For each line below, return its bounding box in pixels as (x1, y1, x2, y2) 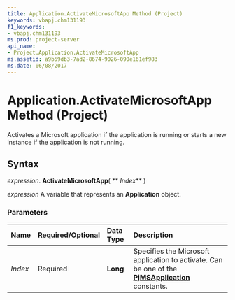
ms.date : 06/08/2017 (7, 62, 68, 69)
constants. (133, 281, 168, 291)
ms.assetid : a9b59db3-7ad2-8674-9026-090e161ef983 (7, 56, 158, 63)
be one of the (133, 264, 178, 273)
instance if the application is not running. (7, 138, 125, 146)
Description (133, 230, 173, 240)
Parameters (7, 208, 48, 217)
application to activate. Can (133, 255, 223, 264)
